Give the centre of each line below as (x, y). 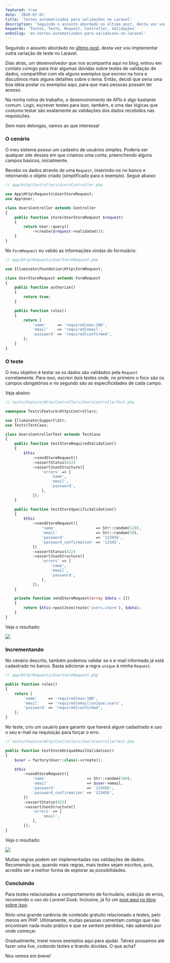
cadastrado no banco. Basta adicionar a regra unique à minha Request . (78, 666)
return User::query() (46, 227)
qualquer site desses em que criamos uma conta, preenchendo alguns (79, 155)
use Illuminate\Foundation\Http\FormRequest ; (54, 269)
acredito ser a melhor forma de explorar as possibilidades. (66, 870)
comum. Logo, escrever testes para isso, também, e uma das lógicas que (82, 105)
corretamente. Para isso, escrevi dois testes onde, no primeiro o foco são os (85, 378)
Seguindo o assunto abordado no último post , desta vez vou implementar (82, 48)
